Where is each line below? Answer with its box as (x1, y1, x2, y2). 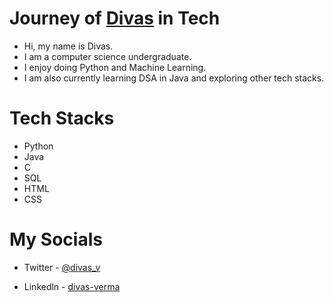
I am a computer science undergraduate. (23, 50, 192, 62)
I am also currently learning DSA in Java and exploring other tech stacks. (23, 72, 325, 84)
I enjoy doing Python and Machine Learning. (23, 61, 207, 73)
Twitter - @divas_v (23, 261, 101, 273)
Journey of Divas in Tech (9, 7, 221, 30)
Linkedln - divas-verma (23, 280, 121, 292)
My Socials (9, 228, 103, 251)
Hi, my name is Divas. (23, 40, 114, 52)
